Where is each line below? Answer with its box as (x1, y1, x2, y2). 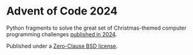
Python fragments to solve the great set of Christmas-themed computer (6, 24, 187, 31)
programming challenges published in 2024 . (6, 30, 118, 37)
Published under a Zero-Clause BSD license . (6, 42, 118, 50)
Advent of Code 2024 (6, 4, 118, 18)
